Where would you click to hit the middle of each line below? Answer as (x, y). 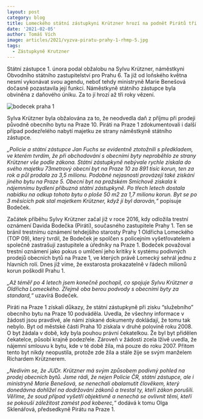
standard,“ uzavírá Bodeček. (43, 295)
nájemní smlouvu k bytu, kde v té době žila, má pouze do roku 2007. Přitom (101, 346)
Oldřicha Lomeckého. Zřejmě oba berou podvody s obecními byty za (93, 288)
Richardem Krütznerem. (36, 358)
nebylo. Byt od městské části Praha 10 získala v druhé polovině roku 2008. (100, 326)
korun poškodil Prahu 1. (36, 270)
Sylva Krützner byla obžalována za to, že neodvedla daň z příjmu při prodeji (101, 118)
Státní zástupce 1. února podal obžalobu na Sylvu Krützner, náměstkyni (95, 69)
